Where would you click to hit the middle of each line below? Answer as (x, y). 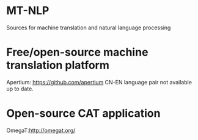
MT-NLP (28, 11)
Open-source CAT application (83, 113)
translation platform (58, 65)
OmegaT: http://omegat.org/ (41, 130)
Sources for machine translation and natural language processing (89, 28)
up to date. (20, 89)
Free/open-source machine (77, 52)
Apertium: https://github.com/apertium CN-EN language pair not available (99, 82)
